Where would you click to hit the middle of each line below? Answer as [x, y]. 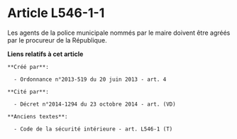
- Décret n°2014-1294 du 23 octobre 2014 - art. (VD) [95, 104]
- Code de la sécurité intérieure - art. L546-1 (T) [93, 129]
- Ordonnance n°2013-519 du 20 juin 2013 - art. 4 [90, 79]
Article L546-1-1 [56, 13]
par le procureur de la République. [57, 40]
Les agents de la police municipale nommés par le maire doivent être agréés [119, 33]
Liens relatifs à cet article [45, 54]
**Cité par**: [28, 91]
